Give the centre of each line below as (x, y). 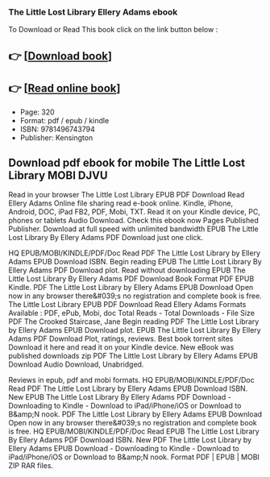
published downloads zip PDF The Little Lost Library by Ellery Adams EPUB (133, 356)
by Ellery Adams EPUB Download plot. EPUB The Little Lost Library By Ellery (135, 330)
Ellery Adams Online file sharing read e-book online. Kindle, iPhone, (121, 203)
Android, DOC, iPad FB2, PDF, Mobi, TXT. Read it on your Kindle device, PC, (134, 212)
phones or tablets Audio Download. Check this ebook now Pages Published (134, 221)
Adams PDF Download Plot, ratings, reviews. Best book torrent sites (121, 339)
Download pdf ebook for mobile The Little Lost (127, 162)
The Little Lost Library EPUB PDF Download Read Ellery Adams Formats (127, 305)
